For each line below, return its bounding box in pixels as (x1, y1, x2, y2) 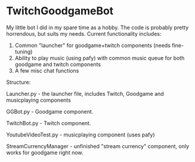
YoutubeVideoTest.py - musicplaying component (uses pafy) (6, 131, 155, 138)
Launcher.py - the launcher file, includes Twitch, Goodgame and (6, 90, 164, 97)
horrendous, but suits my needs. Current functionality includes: (6, 30, 162, 37)
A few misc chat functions (14, 67, 79, 74)
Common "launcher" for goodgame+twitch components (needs (14, 42, 171, 49)
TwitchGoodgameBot (6, 4, 114, 18)
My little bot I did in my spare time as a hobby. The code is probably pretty (6, 24, 189, 31)
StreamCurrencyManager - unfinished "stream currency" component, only (6, 142, 190, 149)
